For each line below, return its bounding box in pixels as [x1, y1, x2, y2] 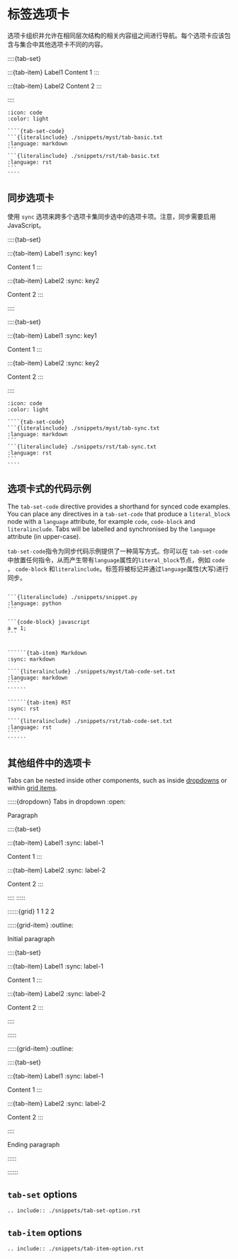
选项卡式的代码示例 [7, 483, 91, 495]
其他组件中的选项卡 [7, 757, 91, 769]
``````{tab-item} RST [7, 699, 72, 706]
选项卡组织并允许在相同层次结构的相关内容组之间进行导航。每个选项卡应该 [7, 31, 225, 40]
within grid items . [7, 784, 58, 792]
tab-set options [7, 1188, 78, 1200]
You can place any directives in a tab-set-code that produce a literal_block [7, 509, 231, 518]
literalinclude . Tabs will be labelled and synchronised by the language [7, 525, 216, 533]
